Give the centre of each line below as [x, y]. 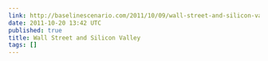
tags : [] [23, 45]
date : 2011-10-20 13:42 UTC [55, 23]
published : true [35, 30]
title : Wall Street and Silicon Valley [75, 38]
